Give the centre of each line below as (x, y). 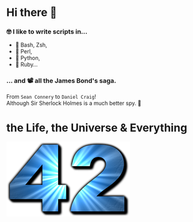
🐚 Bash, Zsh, (31, 45)
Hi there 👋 (32, 13)
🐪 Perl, (24, 52)
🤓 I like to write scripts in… (47, 32)
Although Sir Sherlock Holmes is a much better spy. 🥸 (74, 103)
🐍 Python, (28, 58)
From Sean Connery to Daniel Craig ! (51, 96)
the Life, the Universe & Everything (97, 128)
